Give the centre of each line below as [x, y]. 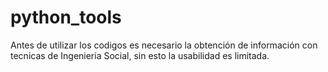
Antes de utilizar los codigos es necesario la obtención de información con [164, 45]
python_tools [66, 17]
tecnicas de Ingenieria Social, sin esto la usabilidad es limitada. [140, 55]
